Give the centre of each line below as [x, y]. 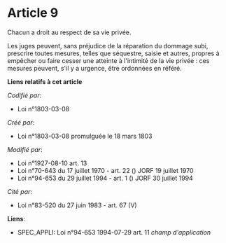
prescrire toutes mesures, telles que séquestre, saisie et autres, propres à [113, 53]
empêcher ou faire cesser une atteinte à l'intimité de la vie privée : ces [108, 60]
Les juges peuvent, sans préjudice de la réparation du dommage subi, [108, 46]
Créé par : [21, 122]
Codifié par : [24, 95]
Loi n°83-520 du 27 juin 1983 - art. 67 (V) [77, 205]
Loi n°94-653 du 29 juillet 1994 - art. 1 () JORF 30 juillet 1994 [105, 178]
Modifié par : [25, 149]
